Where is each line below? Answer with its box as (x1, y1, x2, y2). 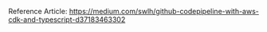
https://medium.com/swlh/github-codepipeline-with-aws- (69, 7, 259, 16)
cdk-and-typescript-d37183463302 (8, 15, 126, 24)
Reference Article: (8, 7, 68, 16)
